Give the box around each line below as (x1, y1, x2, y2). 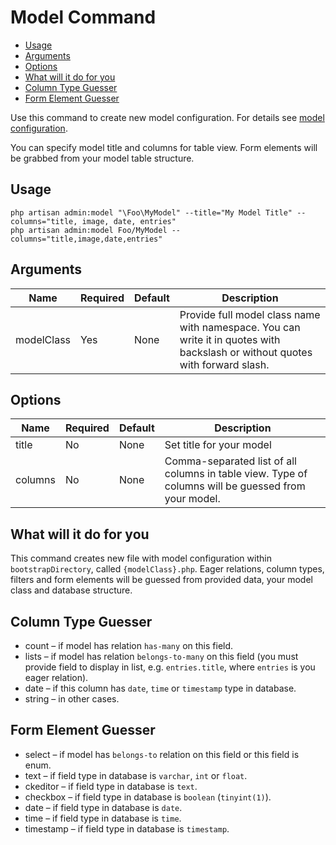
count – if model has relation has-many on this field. (24, 640, 234, 651)
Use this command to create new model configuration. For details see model (10, 111, 325, 123)
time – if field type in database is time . (24, 812, 182, 824)
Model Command (10, 6, 157, 29)
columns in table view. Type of (164, 467, 308, 481)
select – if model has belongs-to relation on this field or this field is (24, 748, 300, 760)
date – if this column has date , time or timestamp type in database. (24, 682, 297, 694)
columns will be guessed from (164, 479, 306, 493)
